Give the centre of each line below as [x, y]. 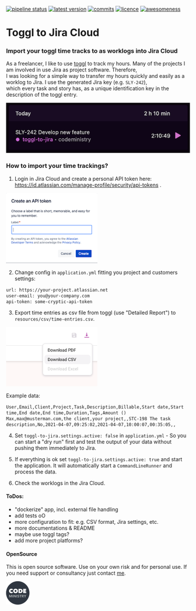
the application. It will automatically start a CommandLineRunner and [93, 465]
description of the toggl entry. [42, 95]
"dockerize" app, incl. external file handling [66, 510]
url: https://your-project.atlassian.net [57, 290]
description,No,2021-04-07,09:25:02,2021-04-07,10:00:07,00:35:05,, [91, 424]
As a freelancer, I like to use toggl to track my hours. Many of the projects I [96, 64]
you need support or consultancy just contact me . [66, 573]
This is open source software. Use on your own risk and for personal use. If [97, 567]
